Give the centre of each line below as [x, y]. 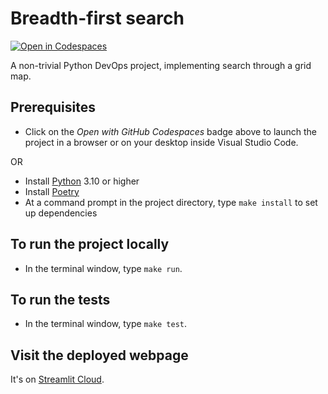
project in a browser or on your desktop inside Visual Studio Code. [161, 142]
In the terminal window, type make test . [106, 324]
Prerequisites [53, 107]
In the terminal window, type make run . [103, 268]
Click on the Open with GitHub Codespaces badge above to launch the [170, 131]
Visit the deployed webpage [99, 355]
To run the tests [60, 299]
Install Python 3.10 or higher [82, 181]
